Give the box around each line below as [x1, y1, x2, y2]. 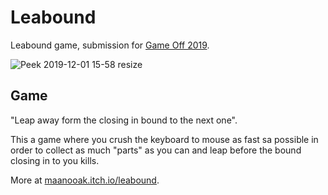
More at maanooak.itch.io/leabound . [10, 174, 160, 186]
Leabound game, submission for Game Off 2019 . [10, 39, 210, 51]
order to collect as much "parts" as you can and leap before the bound [10, 144, 302, 156]
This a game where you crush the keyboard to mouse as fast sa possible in [10, 133, 319, 145]
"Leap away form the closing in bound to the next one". [10, 114, 238, 126]
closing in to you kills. [10, 154, 100, 166]
